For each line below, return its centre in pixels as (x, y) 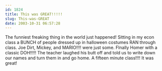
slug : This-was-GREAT (27, 19)
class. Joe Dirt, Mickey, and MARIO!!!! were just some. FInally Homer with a (81, 47)
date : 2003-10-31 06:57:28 (33, 23)
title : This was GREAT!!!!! (34, 14)
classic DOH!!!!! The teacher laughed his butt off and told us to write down (80, 53)
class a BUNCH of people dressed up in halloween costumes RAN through (81, 43)
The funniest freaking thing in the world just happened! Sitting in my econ (80, 37)
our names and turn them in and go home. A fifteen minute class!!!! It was (80, 58)
